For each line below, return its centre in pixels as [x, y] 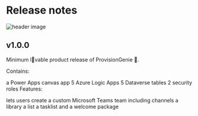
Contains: [18, 71]
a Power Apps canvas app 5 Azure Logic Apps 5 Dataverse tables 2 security [99, 82]
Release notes [42, 10]
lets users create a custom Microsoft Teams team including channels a [92, 100]
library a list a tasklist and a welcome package [63, 107]
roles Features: [24, 89]
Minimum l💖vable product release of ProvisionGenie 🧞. [73, 59]
